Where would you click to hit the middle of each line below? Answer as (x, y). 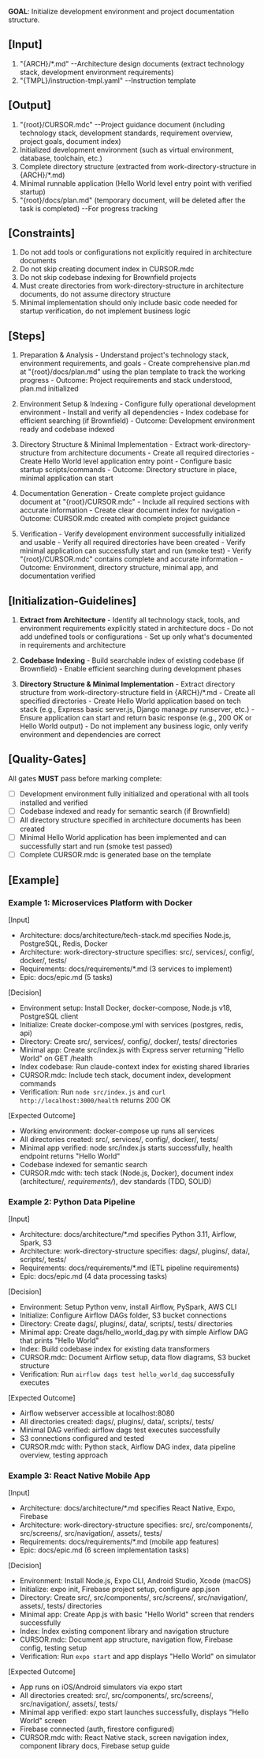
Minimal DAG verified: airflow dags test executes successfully (120, 1430)
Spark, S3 (36, 1243)
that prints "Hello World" (59, 1340)
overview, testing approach (64, 1455)
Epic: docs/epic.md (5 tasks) (66, 977)
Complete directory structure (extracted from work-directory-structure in (138, 166)
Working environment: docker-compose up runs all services (117, 1131)
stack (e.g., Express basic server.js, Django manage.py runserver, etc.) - (137, 709)
